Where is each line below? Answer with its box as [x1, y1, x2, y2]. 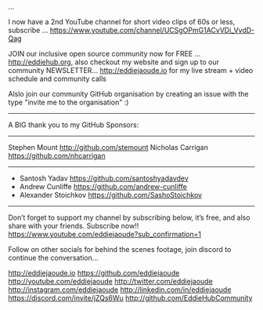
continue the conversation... [8, 253, 99, 262]
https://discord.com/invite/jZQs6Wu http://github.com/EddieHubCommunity [8, 294, 253, 302]
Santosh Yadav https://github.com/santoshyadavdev [19, 173, 189, 183]
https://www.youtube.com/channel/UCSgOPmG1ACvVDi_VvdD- [49, 26, 255, 35]
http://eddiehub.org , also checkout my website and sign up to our [8, 57, 219, 67]
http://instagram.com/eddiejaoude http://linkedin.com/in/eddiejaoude [8, 285, 232, 294]
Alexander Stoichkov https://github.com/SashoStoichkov [19, 191, 202, 199]
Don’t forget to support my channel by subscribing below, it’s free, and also [8, 213, 250, 222]
